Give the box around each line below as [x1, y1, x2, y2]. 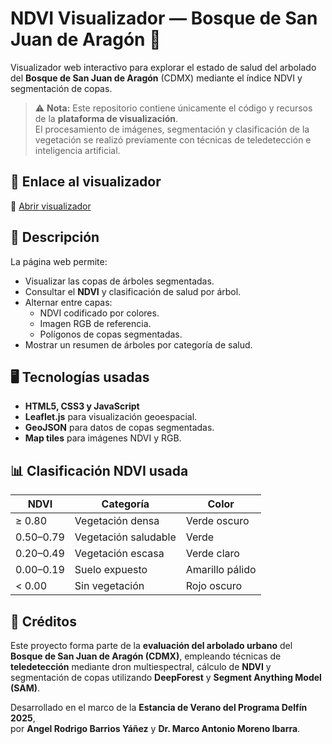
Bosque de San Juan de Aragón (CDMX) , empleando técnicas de [10, 650, 282, 662]
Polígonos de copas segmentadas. [39, 328, 183, 340]
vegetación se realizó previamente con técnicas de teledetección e [34, 133, 312, 146]
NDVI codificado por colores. [39, 307, 160, 319]
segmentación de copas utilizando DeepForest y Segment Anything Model [10, 672, 322, 683]
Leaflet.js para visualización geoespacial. [24, 411, 198, 423]
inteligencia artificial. [34, 144, 121, 156]
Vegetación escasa [74, 547, 165, 561]
